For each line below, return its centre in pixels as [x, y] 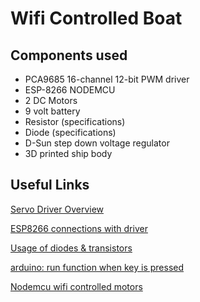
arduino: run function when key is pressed [97, 267]
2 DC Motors [51, 100]
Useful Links [50, 185]
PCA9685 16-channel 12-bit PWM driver [107, 79]
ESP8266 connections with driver [79, 228]
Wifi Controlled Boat [96, 18]
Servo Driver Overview [57, 209]
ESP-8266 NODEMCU [70, 90]
